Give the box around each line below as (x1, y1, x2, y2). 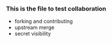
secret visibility (14, 30, 51, 37)
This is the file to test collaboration (6, 5, 107, 13)
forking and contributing (14, 18, 73, 25)
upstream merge (14, 24, 55, 31)
